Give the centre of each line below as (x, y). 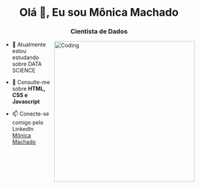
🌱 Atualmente (29, 44)
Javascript (26, 102)
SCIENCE (24, 71)
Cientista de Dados (99, 32)
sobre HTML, (29, 89)
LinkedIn (23, 129)
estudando (26, 58)
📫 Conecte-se (31, 114)
